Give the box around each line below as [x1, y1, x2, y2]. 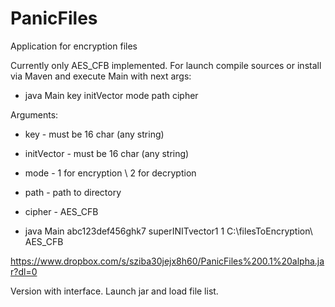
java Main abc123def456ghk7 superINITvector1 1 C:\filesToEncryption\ [24, 225, 313, 237]
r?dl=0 [10, 265, 38, 277]
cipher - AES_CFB [24, 205, 99, 217]
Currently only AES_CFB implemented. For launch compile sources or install [10, 59, 322, 71]
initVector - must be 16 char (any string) [24, 147, 190, 159]
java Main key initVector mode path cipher [24, 89, 199, 101]
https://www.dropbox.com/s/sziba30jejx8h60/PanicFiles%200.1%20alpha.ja [10, 255, 325, 267]
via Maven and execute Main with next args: [10, 70, 192, 82]
